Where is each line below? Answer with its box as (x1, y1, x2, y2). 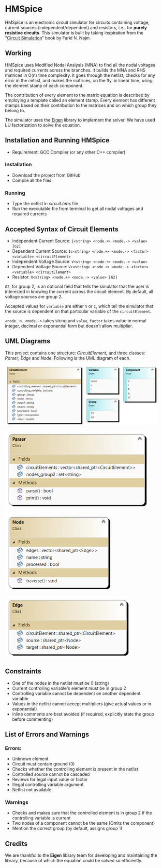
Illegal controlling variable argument (12, 781, 84, 788)
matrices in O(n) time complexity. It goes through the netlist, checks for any (5, 72, 156, 78)
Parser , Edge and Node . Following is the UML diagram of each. (5, 355, 131, 361)
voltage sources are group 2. (5, 294, 63, 299)
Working (5, 49, 31, 57)
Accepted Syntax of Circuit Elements (5, 225, 118, 233)
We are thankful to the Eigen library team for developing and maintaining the (5, 852, 158, 858)
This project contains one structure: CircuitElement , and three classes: (5, 350, 145, 356)
